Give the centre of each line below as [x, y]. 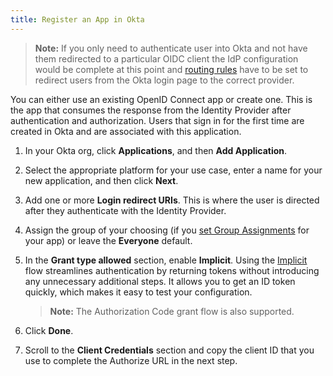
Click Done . [49, 330]
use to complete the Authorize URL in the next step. [131, 360]
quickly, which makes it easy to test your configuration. [138, 292]
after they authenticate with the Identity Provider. [125, 210]
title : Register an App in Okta [77, 19]
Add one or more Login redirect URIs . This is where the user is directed [172, 200]
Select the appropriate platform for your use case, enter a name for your [173, 170]
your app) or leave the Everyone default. [108, 240]
